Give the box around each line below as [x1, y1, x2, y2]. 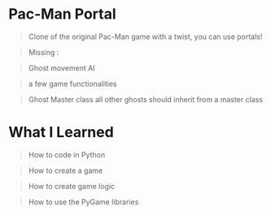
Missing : [28, 47, 59, 57]
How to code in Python [28, 149, 106, 159]
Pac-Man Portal [8, 5, 116, 24]
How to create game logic [28, 181, 116, 191]
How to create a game [28, 166, 103, 175]
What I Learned [8, 123, 114, 142]
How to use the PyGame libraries [28, 196, 139, 207]
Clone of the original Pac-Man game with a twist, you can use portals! [28, 32, 263, 41]
